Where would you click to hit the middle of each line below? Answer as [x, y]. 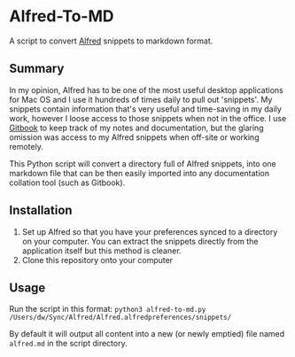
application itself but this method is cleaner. [101, 251]
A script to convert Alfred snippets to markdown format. [111, 41]
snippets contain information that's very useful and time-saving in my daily [145, 109]
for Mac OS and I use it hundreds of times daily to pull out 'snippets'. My [141, 99]
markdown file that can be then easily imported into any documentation [140, 173]
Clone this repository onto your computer [97, 260]
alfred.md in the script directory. [68, 344]
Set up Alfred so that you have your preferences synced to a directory [150, 231]
